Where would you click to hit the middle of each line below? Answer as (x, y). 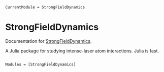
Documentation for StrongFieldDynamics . (48, 41)
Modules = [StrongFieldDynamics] (41, 64)
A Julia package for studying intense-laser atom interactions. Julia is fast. (82, 51)
